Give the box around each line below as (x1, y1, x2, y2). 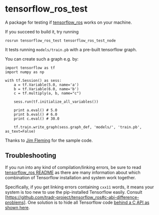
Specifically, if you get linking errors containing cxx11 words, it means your (5, 184, 154, 190)
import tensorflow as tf (5, 65, 55, 70)
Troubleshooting (5, 152, 57, 160)
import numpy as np (5, 69, 45, 75)
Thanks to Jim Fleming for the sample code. (5, 137, 93, 143)
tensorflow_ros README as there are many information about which (5, 169, 141, 175)
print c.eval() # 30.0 (14, 116, 60, 121)
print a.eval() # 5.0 (14, 107, 57, 112)
